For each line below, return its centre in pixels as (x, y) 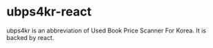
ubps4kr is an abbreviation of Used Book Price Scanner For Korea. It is (106, 30)
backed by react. (30, 37)
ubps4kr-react (49, 12)
